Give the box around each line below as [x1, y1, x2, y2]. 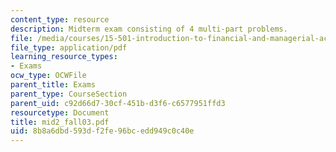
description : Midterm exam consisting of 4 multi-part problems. [10, 24, 288, 34]
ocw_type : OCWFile [10, 71, 87, 81]
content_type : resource [10, 14, 110, 25]
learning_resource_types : [10, 52, 118, 62]
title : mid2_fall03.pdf [10, 117, 110, 127]
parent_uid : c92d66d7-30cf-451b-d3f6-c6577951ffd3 [10, 98, 226, 108]
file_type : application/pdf [10, 42, 128, 53]
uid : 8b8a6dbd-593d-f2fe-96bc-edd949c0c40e [10, 126, 195, 136]
